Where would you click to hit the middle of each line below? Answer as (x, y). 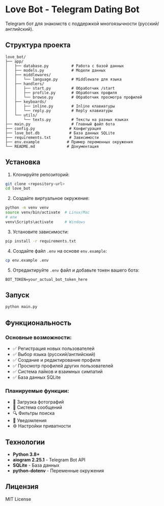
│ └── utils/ (21, 115)
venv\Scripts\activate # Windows (45, 222)
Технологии (25, 442)
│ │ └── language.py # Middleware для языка (64, 79)
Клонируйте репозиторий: (41, 174)
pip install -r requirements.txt (41, 241)
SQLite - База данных (36, 465)
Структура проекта (38, 45)
